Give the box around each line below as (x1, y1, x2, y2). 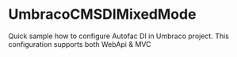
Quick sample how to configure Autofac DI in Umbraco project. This (8, 31, 230, 41)
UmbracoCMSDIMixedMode (8, 5, 197, 23)
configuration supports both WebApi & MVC (8, 39, 151, 48)
